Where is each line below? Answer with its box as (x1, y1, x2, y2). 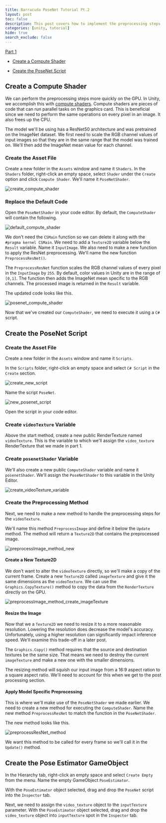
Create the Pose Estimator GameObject (5, 758, 129, 767)
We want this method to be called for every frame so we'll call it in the (5, 739, 148, 745)
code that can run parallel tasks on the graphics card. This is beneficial (5, 106, 150, 112)
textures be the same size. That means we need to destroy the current (5, 652, 149, 658)
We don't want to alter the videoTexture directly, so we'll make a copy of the (5, 568, 161, 574)
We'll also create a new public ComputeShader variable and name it (5, 466, 139, 472)
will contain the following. (5, 215, 57, 221)
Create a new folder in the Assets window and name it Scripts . (5, 355, 133, 361)
